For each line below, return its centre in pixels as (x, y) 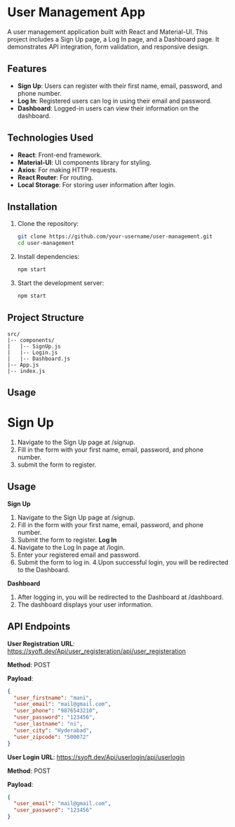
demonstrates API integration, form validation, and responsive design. (108, 46)
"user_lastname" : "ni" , (48, 724)
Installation (32, 207)
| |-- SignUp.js (34, 346)
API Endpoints (39, 627)
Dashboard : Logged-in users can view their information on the (108, 108)
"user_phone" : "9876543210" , (56, 711)
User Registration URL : (41, 643)
